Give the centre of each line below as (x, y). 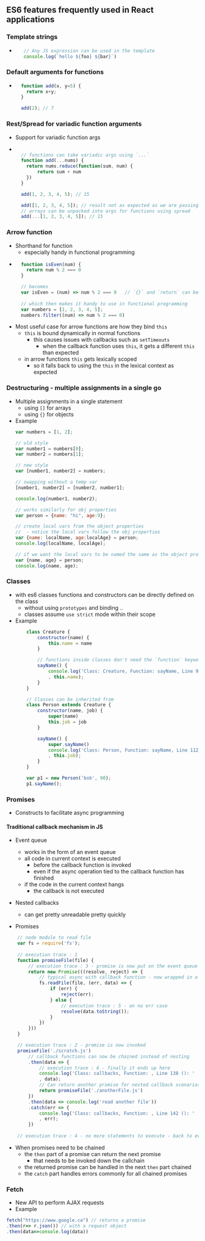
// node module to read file (54, 938)
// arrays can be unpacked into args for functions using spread (106, 211)
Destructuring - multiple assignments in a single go (84, 388)
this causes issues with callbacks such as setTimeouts (101, 340)
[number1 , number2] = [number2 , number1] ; (70, 488)
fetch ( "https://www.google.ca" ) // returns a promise (76, 1220)
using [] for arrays (48, 408)
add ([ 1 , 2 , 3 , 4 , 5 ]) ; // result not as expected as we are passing (110, 205)
